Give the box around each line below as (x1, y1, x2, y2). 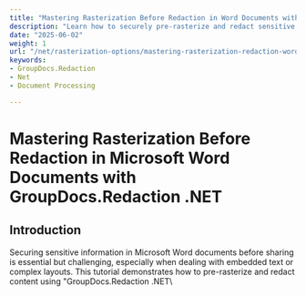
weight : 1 (9, 38, 47, 48)
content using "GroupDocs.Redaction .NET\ (9, 275, 173, 287)
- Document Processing (9, 81, 96, 90)
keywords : (9, 56, 47, 65)
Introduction (9, 222, 82, 238)
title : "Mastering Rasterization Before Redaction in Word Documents (9, 13, 280, 23)
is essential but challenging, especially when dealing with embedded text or (9, 256, 294, 267)
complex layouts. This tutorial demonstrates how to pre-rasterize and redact (9, 266, 295, 277)
